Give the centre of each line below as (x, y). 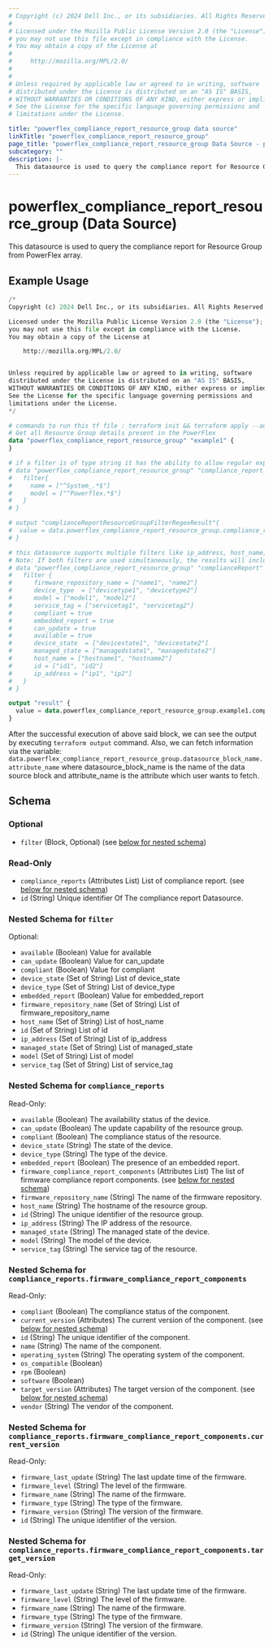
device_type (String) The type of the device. (94, 1154)
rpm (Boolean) (43, 1372)
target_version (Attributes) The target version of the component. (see (138, 1389)
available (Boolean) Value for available (86, 952)
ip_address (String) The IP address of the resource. (106, 1223)
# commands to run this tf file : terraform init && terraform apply (129, 426)
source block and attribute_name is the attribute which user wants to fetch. (134, 776)
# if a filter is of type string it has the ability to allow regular (130, 463)
